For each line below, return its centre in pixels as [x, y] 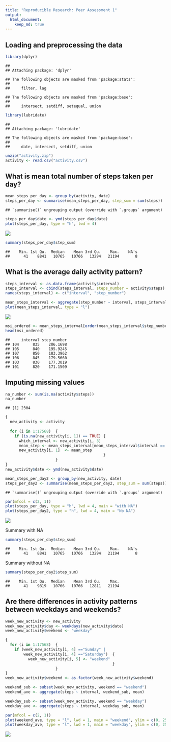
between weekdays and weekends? [63, 609]
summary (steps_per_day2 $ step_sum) [42, 572]
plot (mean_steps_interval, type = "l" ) [48, 307]
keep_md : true [29, 24]
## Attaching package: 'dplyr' [38, 70]
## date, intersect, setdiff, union [49, 147]
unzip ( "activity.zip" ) [29, 156]
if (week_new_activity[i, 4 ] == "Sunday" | [60, 650]
